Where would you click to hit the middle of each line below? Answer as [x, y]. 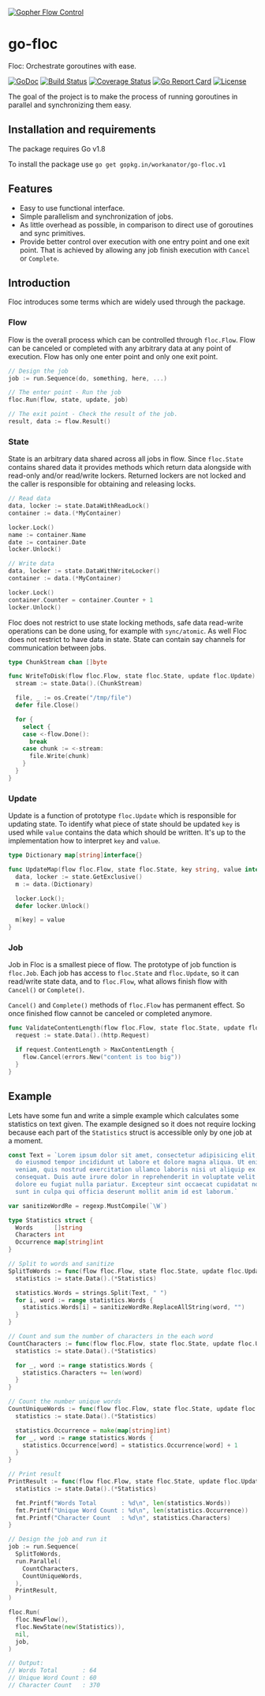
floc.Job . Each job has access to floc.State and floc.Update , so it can [123, 973]
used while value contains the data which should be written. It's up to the [127, 832]
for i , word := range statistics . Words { [84, 1300]
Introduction [39, 283]
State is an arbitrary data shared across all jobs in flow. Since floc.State [126, 459]
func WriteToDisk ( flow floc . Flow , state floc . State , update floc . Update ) [132, 676]
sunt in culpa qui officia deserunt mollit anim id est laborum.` [127, 1191]
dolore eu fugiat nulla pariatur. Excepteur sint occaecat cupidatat [132, 1184]
